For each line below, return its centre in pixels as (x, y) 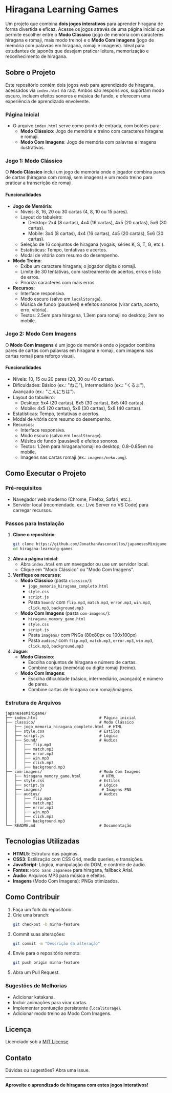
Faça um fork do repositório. (43, 909)
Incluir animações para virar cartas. (50, 1002)
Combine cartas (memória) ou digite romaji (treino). (82, 668)
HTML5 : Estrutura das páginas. (46, 853)
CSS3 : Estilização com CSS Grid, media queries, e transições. (78, 859)
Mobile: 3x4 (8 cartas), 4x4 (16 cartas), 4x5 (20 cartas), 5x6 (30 (96, 233)
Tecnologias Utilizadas (42, 841)
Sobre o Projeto (30, 73)
